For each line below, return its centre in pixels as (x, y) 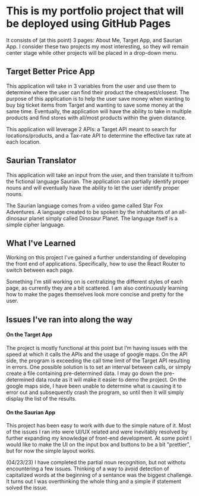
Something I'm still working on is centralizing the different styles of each (94, 282)
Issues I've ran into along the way (69, 319)
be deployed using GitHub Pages (89, 24)
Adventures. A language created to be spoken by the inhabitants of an (92, 212)
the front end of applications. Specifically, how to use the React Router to (96, 264)
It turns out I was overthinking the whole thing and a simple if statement (94, 482)
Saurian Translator (41, 161)
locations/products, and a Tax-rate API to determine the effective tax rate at (99, 135)
